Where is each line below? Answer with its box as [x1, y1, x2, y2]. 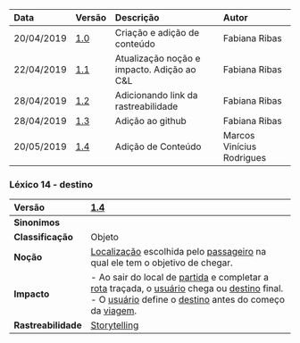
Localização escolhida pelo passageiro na [90, 246, 267, 258]
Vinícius [222, 140, 257, 153]
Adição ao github [114, 115, 187, 127]
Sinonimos [13, 216, 61, 229]
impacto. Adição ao [114, 63, 196, 75]
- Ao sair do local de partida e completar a [90, 272, 270, 284]
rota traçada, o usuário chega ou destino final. [90, 282, 284, 295]
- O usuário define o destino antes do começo [90, 294, 286, 306]
